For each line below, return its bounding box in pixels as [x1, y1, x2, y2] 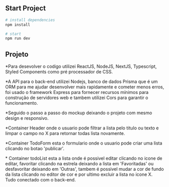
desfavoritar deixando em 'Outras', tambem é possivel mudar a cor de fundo [5, 166, 164, 172]
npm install [5, 22, 30, 27]
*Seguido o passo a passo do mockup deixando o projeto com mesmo [5, 110, 152, 116]
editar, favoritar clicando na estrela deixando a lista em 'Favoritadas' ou [5, 161, 154, 167]
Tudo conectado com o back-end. [5, 177, 76, 183]
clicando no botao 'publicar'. [5, 146, 65, 152]
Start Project [5, 4, 46, 13]
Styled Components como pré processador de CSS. [5, 69, 113, 75]
